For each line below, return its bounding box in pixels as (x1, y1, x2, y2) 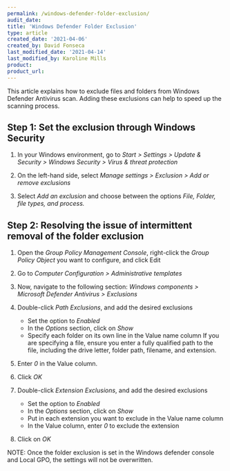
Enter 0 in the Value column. (17, 360, 98, 368)
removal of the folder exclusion (7, 230, 144, 242)
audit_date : (7, 17, 41, 23)
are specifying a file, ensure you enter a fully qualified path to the (27, 339, 213, 347)
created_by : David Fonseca (7, 42, 85, 49)
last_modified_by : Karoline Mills (7, 55, 107, 62)
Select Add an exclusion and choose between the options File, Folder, (17, 192, 216, 200)
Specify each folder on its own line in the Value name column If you (27, 331, 220, 340)
